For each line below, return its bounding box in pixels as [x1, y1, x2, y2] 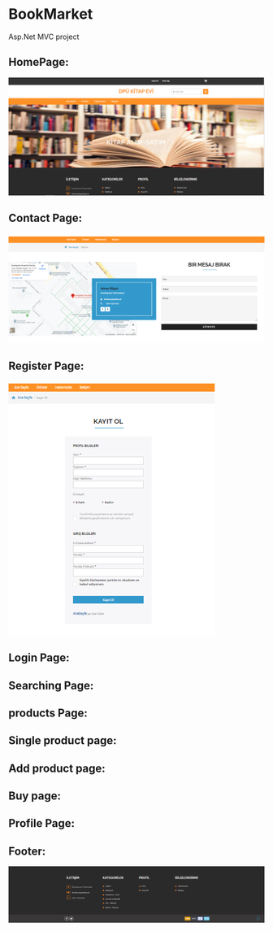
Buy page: [8, 790, 62, 803]
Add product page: [8, 761, 106, 775]
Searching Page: [8, 678, 94, 692]
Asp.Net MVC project [8, 32, 80, 41]
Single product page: [8, 733, 117, 748]
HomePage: [8, 55, 69, 69]
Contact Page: [8, 211, 83, 225]
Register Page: [8, 359, 84, 373]
